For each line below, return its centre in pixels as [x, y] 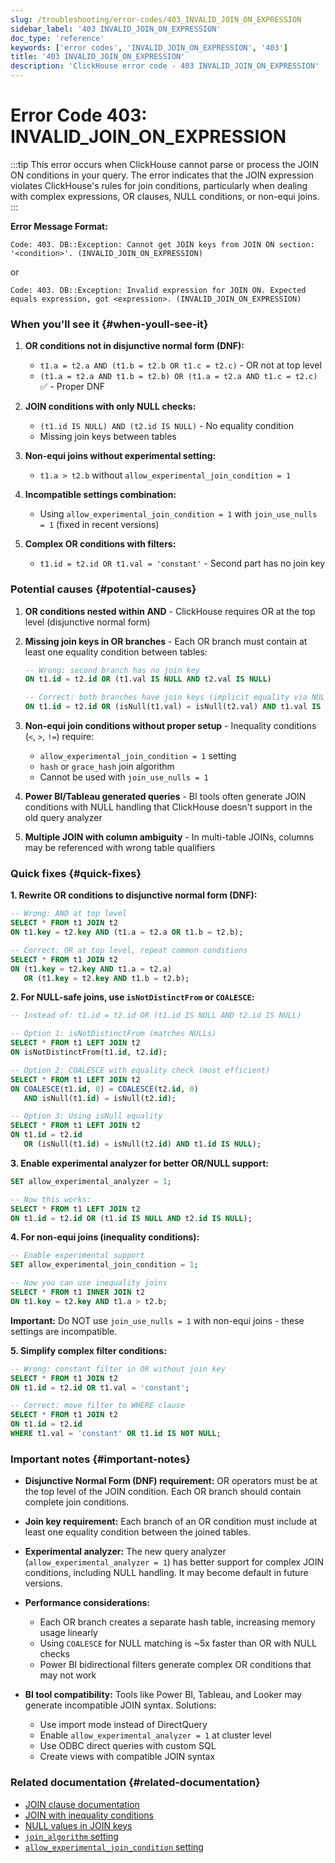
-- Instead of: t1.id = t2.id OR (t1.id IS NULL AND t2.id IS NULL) [156, 1016]
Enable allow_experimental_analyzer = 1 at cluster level [155, 1735]
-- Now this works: [51, 1199]
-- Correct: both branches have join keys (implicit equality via [166, 697]
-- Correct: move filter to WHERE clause [98, 1406]
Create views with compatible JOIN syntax [127, 1757]
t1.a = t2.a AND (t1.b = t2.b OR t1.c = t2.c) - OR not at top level [180, 365]
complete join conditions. [77, 1502]
